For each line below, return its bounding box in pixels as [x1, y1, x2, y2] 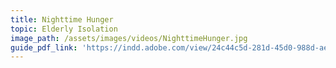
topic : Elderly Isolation [10, 24, 118, 34]
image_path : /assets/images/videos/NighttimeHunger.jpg [10, 33, 248, 43]
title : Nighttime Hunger [10, 14, 114, 25]
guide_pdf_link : [10, 42, 78, 53]
